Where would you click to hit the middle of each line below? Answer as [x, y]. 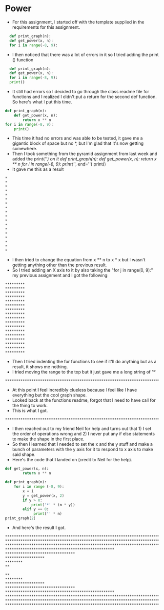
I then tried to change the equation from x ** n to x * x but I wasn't [79, 260]
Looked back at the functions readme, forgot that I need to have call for [84, 400]
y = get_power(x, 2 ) [43, 495]
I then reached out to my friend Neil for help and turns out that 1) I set [82, 429]
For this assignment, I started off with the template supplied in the [78, 22]
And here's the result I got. [39, 528]
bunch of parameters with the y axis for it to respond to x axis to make [83, 450]
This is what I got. [30, 411]
